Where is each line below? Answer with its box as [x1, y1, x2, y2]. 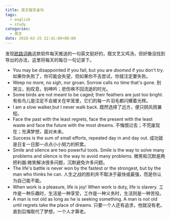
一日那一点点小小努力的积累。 [26, 141, 89, 147]
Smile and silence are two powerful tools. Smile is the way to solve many [12, 147, 165, 153]
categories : [5, 26, 30, 32]
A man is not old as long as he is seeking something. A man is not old [12, 196, 158, 202]
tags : [5, 12, 17, 17]
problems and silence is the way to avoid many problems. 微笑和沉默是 [12, 153, 161, 159]
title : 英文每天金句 [5, 7, 44, 13]
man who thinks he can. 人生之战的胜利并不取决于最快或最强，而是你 [12, 171, 157, 177]
